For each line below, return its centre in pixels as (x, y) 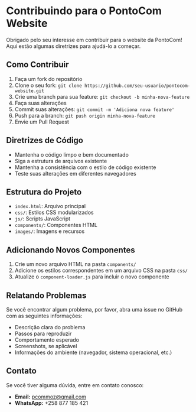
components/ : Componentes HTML (56, 225)
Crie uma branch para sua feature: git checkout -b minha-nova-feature (102, 96)
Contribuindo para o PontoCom (84, 11)
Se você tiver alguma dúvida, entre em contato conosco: (75, 385)
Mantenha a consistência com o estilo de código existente (85, 167)
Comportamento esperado (47, 340)
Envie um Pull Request (42, 122)
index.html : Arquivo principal (50, 206)
